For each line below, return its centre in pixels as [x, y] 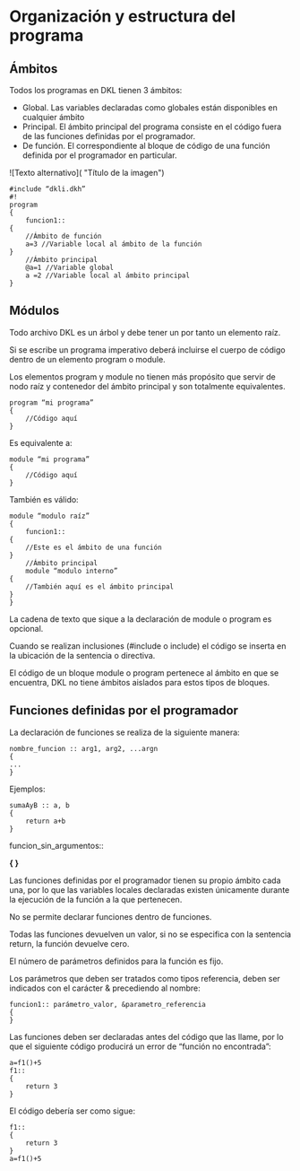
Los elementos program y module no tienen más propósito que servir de [142, 376]
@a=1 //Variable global [70, 267]
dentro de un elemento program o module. [87, 359]
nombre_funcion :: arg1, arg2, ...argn [84, 748]
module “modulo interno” [72, 571]
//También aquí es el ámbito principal [100, 586]
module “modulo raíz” [50, 516]
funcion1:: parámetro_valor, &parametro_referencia [107, 1004]
